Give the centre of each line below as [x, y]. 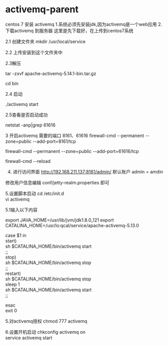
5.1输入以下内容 [21, 210]
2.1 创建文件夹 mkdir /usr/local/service [45, 41]
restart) [13, 273]
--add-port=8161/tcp [54, 141]
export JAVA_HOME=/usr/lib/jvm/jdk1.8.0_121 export [59, 220]
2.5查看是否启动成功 [27, 115]
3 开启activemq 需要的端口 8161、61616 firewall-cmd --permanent [75, 135]
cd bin [12, 83]
